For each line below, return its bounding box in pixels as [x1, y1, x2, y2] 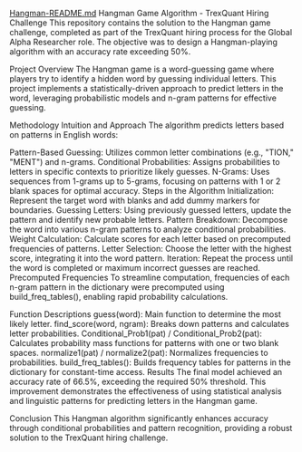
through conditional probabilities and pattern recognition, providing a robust [9, 423, 293, 433]
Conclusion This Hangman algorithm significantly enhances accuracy [9, 413, 269, 424]
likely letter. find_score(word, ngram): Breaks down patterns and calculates [9, 319, 290, 329]
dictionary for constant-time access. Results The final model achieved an [9, 367, 283, 377]
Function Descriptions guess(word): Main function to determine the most [9, 309, 281, 320]
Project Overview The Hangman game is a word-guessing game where [9, 63, 275, 74]
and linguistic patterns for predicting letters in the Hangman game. [9, 396, 258, 406]
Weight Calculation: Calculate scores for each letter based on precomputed [9, 234, 291, 244]
